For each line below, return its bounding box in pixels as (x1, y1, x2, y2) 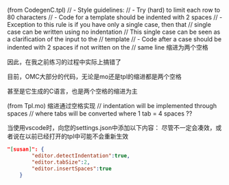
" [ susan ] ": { (7, 146, 45, 153)
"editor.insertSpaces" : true (32, 165, 112, 172)
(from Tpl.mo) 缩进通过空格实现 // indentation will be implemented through (7, 102, 217, 109)
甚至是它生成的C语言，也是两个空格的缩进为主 (7, 87, 138, 95)
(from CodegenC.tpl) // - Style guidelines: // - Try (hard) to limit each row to (7, 6, 221, 14)
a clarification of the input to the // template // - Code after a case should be (7, 35, 221, 43)
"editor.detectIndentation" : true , (32, 152, 130, 159)
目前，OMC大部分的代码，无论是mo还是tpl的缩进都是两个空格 (7, 72, 182, 80)
